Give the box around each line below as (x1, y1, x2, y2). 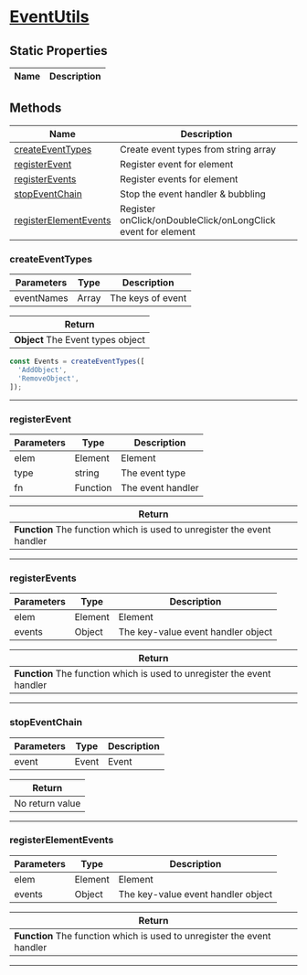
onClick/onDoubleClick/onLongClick (120, 213, 276, 226)
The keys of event (109, 292, 187, 305)
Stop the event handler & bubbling (120, 187, 267, 200)
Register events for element (120, 172, 238, 185)
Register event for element (120, 157, 234, 170)
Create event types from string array (120, 143, 277, 155)
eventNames (14, 292, 69, 305)
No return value (14, 797, 81, 809)
